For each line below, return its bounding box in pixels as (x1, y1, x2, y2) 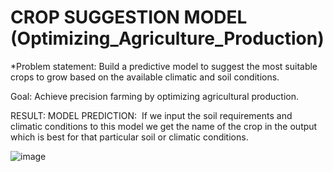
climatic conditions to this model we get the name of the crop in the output (10, 120, 318, 132)
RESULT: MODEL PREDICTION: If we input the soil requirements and (10, 109, 293, 121)
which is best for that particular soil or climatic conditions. (10, 131, 249, 143)
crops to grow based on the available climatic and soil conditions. (10, 71, 280, 83)
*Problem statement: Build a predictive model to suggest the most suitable (10, 60, 318, 72)
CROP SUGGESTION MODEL (10, 6, 248, 29)
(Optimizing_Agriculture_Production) (10, 27, 325, 50)
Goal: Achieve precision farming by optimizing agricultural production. (10, 90, 299, 102)
